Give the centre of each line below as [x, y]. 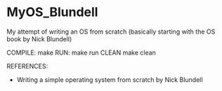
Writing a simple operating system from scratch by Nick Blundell [110, 79]
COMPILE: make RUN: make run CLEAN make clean [81, 52]
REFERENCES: [27, 66]
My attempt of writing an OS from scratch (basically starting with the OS [111, 31]
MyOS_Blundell [52, 12]
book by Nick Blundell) [39, 38]
